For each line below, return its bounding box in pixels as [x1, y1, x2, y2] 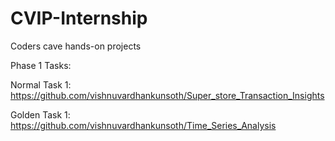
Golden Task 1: [10, 108, 71, 121]
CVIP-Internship [10, 7, 148, 30]
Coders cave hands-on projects [10, 40, 142, 52]
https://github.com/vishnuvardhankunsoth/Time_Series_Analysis [10, 119, 277, 131]
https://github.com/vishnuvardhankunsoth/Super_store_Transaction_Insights [10, 89, 325, 101]
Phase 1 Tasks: [10, 59, 72, 71]
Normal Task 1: [10, 78, 72, 91]
